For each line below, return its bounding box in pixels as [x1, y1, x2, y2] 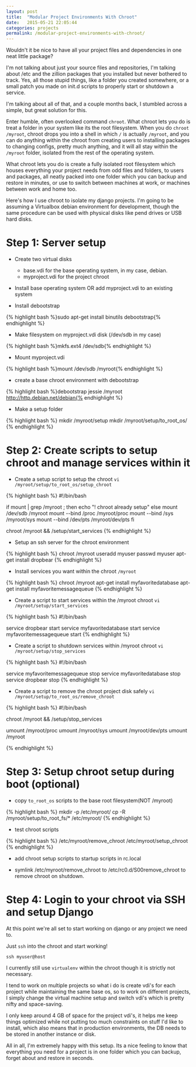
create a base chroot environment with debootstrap [14, 377, 139, 384]
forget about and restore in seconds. [6, 1054, 95, 1061]
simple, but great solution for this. [6, 107, 87, 114]
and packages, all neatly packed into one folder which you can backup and [6, 173, 187, 180]
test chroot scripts [14, 826, 59, 833]
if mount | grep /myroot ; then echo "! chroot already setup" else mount [6, 504, 178, 511]
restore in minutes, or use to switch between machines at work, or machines [6, 180, 190, 187]
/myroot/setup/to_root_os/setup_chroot [14, 482, 112, 488]
